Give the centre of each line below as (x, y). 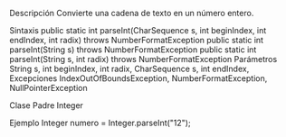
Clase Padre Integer (47, 105)
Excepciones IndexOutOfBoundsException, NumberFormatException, (138, 78)
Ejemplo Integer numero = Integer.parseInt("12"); (100, 123)
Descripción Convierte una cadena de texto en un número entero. (132, 13)
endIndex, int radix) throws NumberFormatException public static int (137, 40)
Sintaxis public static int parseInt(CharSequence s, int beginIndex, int (138, 30)
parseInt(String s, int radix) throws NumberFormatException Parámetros (143, 59)
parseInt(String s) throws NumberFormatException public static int (133, 50)
